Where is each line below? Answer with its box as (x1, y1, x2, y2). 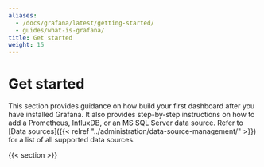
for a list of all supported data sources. (8, 135, 135, 145)
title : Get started (8, 33, 73, 42)
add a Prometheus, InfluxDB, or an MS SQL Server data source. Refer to (8, 118, 244, 127)
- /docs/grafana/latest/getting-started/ (15, 19, 155, 27)
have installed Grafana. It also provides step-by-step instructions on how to (8, 110, 255, 120)
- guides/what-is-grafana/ (15, 26, 105, 34)
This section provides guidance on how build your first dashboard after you (8, 101, 255, 111)
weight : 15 (8, 41, 45, 49)
